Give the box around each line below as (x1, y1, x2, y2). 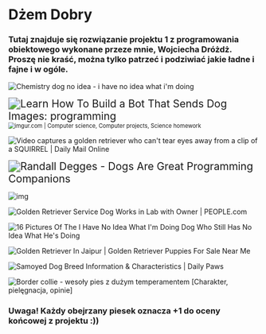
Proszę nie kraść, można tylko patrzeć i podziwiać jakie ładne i (8, 54, 255, 65)
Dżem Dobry (8, 6, 93, 24)
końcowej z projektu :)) (8, 316, 100, 327)
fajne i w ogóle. (8, 64, 69, 75)
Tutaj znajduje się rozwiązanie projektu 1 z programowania (8, 34, 239, 45)
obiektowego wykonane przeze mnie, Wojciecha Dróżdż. (8, 44, 233, 55)
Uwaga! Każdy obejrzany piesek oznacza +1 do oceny (8, 305, 221, 317)
